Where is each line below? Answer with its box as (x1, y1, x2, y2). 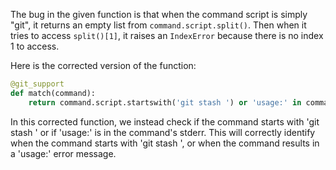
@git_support (10, 79, 65, 89)
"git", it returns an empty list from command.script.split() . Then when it (10, 19, 307, 31)
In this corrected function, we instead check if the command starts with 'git (10, 115, 320, 128)
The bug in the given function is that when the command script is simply (10, 9, 308, 20)
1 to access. (10, 40, 60, 52)
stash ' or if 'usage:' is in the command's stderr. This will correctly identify (10, 126, 316, 138)
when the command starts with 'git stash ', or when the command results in (10, 137, 320, 149)
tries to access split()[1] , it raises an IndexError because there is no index (10, 30, 324, 41)
